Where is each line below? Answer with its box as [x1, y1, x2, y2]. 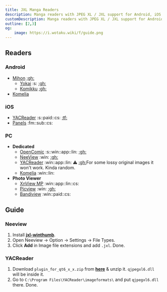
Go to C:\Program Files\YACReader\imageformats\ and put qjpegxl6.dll [12, 277, 159, 283]
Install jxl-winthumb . [12, 232, 56, 238]
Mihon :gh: [12, 75, 35, 81]
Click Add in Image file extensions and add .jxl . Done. [12, 242, 125, 248]
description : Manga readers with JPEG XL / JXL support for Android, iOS [5, 12, 162, 17]
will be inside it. [12, 272, 45, 278]
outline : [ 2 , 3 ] [5, 21, 37, 26]
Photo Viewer [12, 175, 41, 182]
